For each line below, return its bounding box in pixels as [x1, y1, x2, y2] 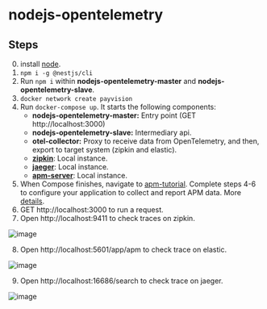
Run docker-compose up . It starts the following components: [19, 102, 216, 111]
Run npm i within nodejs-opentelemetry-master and [19, 77, 196, 86]
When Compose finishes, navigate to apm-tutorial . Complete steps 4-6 [19, 179, 257, 189]
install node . [19, 59, 61, 69]
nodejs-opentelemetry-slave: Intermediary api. [31, 127, 192, 137]
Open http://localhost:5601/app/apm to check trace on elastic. [19, 244, 227, 254]
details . [19, 196, 45, 206]
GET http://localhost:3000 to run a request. [19, 205, 164, 215]
